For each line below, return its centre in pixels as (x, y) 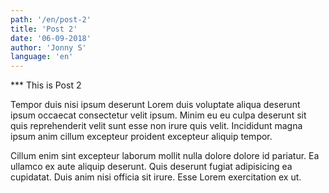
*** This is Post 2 (46, 85)
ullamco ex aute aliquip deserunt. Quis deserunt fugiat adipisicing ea (151, 167)
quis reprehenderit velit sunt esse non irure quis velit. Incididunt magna (156, 126)
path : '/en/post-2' (51, 19)
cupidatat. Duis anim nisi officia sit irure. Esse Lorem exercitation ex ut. (156, 177)
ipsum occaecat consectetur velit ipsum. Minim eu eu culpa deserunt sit (158, 115)
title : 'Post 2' (44, 29)
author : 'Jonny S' (48, 47)
